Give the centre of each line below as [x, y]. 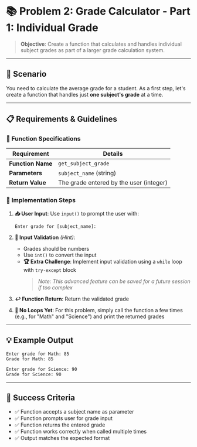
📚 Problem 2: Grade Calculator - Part [98, 11]
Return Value [28, 183]
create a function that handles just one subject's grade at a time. [85, 94]
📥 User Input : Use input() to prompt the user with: [77, 213]
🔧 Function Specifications [43, 139]
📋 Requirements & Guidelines [62, 119]
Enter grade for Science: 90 [42, 369]
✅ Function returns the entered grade [60, 425]
